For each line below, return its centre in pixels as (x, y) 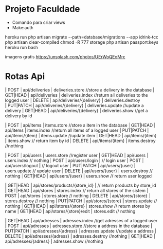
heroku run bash (21, 47)
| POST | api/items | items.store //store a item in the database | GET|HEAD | (80, 125)
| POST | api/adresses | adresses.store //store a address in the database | (79, 226)
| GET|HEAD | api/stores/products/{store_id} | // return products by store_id (81, 185)
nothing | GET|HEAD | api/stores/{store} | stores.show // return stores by (78, 206)
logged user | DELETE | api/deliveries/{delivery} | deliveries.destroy (72, 100)
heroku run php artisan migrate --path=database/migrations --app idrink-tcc (82, 37)
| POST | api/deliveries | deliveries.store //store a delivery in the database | (80, 90)
